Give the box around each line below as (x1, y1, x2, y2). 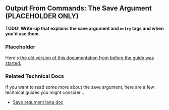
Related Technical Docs (5, 73, 65, 80)
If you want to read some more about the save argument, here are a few (5, 84, 155, 90)
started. (5, 60, 22, 66)
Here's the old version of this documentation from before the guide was (5, 55, 154, 61)
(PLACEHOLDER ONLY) (5, 12, 79, 21)
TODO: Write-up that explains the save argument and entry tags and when (5, 25, 164, 31)
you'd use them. (5, 30, 40, 37)
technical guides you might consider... (5, 89, 85, 95)
